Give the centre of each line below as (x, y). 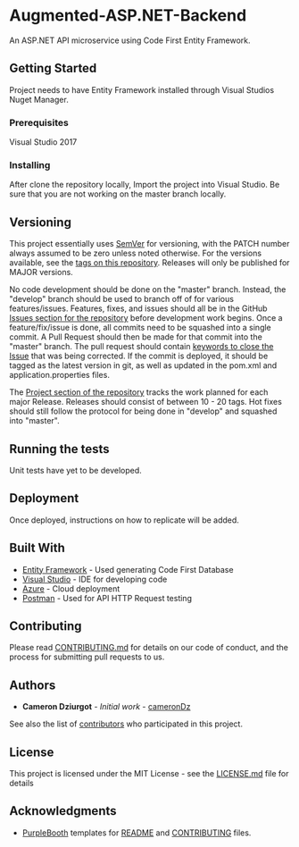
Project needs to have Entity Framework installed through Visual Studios (142, 89)
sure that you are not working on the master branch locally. (118, 194)
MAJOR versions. (41, 273)
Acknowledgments (63, 811)
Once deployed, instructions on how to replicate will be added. (124, 520)
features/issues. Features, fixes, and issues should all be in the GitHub (138, 308)
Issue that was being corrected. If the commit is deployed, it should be (139, 356)
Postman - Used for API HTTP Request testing (107, 598)
